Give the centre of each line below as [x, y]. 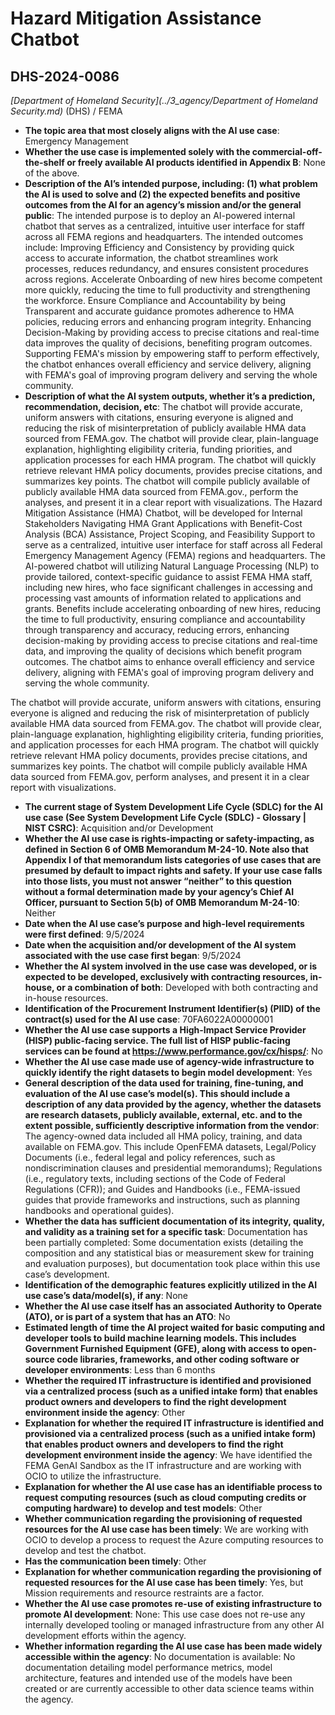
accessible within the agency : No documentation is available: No [160, 1656]
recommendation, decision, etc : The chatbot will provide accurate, [163, 406]
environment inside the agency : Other [105, 1412]
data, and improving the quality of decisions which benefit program [163, 651]
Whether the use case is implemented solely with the [137, 151]
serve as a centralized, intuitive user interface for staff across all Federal [173, 545]
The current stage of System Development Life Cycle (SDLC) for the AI [174, 806]
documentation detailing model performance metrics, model [148, 1667]
